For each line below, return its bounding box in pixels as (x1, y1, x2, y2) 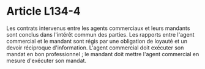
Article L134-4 (6, 4, 81, 18)
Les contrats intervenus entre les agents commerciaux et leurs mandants (6, 24, 190, 32)
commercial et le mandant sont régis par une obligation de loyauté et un (6, 37, 188, 45)
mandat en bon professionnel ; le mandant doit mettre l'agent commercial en (6, 50, 199, 57)
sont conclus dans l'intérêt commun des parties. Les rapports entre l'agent (6, 31, 195, 38)
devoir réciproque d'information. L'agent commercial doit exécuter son (6, 44, 184, 51)
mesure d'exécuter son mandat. (6, 57, 87, 64)
